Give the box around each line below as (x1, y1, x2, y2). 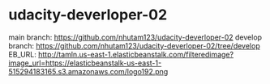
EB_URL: (8, 49, 36, 59)
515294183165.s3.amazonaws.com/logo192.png (8, 66, 169, 76)
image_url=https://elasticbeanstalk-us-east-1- (8, 58, 162, 68)
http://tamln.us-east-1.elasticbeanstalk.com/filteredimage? (37, 49, 234, 59)
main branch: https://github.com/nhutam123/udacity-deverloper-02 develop (8, 32, 262, 42)
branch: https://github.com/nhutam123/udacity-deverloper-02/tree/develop (8, 40, 261, 50)
